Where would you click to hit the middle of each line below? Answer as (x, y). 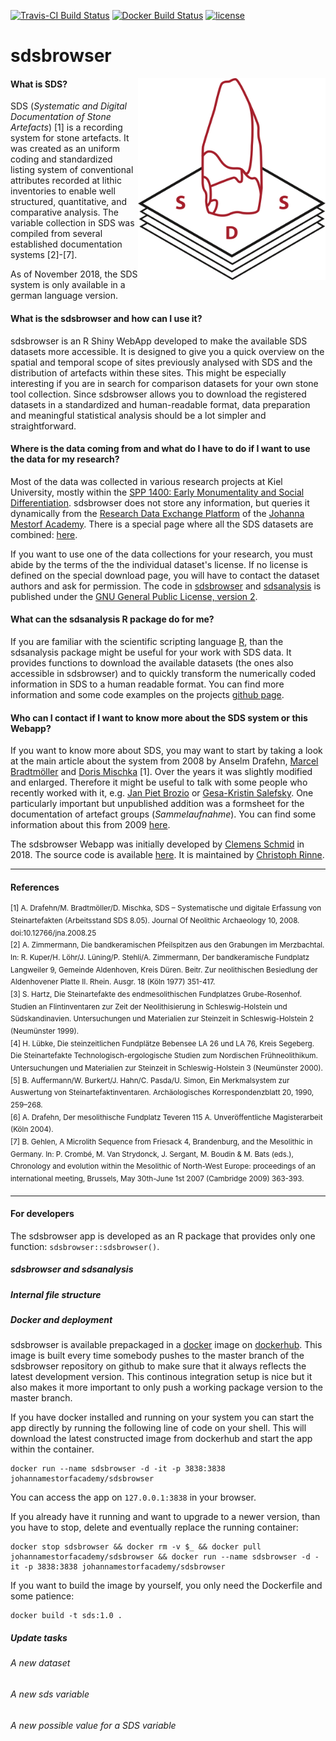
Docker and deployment (61, 1320)
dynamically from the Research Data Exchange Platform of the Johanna (157, 513)
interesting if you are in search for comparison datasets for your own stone (164, 383)
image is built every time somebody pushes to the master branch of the (157, 1356)
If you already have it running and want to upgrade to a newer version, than (165, 1517)
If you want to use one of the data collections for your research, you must (161, 554)
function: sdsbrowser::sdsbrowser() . (85, 1246)
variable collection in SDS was (72, 223)
